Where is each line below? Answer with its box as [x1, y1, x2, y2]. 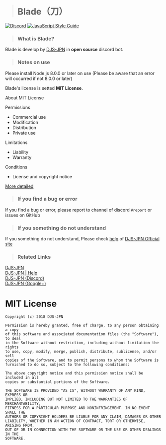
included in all [5, 375, 39, 380]
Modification [12, 119, 39, 125]
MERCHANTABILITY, [5, 401, 41, 406]
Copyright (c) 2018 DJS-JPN [5, 314, 64, 319]
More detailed [5, 183, 34, 189]
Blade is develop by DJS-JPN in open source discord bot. [5, 47, 124, 53]
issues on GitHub [5, 212, 41, 218]
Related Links [17, 253, 51, 260]
